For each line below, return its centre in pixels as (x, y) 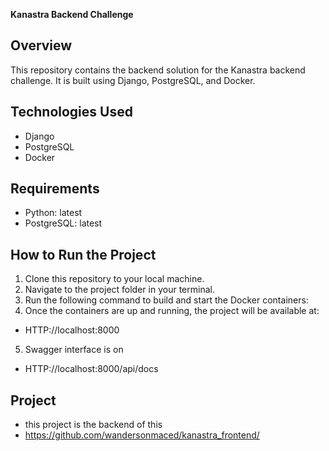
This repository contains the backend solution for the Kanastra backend (158, 70)
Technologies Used (71, 112)
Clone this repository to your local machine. (114, 279)
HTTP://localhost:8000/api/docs (91, 369)
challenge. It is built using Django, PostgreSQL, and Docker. (133, 80)
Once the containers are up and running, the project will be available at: (172, 311)
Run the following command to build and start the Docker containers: (166, 300)
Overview (41, 45)
